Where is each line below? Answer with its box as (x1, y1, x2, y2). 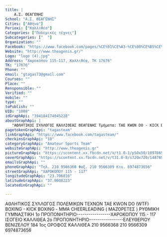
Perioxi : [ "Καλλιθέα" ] (5, 26, 52, 31)
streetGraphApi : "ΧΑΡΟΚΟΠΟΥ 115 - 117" (5, 169, 88, 174)
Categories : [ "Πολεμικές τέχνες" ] (5, 30, 77, 35)
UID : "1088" (5, 109, 30, 114)
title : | (5, 7, 23, 12)
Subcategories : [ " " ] (5, 35, 52, 40)
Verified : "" (5, 90, 32, 95)
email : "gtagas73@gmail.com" (5, 72, 66, 77)
